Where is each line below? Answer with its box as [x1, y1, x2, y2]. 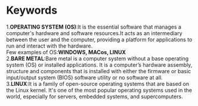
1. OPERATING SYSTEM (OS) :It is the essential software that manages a [6, 23, 182, 30]
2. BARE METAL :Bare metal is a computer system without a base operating [6, 55, 189, 62]
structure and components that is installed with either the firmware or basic [6, 67, 191, 74]
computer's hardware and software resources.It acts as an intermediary [6, 29, 183, 36]
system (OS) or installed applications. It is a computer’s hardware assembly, [6, 61, 193, 68]
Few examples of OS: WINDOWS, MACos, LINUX [6, 48, 126, 55]
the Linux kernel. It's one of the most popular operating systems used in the [6, 86, 193, 93]
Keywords [6, 4, 58, 17]
